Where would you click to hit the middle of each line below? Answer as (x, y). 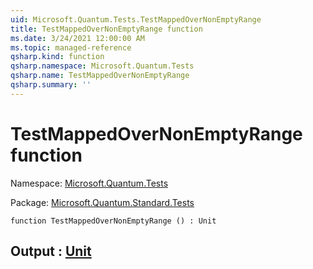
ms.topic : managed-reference (71, 47)
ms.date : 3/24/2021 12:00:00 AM (77, 38)
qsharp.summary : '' (51, 85)
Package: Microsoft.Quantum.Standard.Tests (102, 202)
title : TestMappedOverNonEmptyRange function (106, 29)
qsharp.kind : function (57, 57)
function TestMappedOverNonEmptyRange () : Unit (113, 221)
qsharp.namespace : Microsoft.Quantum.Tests (102, 66)
